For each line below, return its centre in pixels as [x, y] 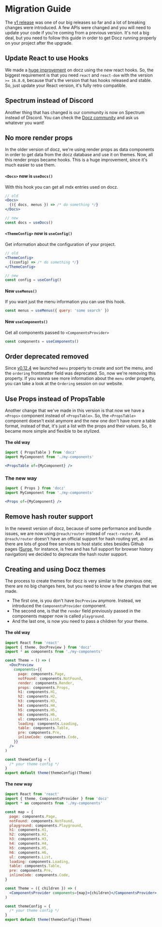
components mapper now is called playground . [59, 616]
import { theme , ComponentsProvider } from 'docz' [57, 799]
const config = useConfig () [33, 280]
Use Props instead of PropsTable [55, 399]
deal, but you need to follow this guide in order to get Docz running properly [81, 38]
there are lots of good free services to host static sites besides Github [74, 544]
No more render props [39, 138]
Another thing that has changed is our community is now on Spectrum [75, 112]
